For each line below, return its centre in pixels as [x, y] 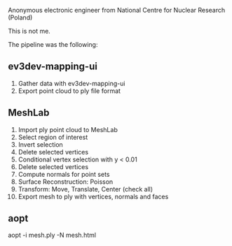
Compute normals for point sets [64, 174]
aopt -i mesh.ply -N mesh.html [52, 235]
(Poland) [20, 17]
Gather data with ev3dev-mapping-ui [71, 83]
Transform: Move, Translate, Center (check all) [86, 189]
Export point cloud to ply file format [69, 91]
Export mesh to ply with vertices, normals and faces [93, 196]
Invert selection [41, 144]
